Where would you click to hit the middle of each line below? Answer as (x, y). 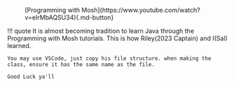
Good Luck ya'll (31, 77)
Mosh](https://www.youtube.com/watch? (141, 10)
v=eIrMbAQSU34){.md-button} (69, 17)
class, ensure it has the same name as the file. (81, 65)
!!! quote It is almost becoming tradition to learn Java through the (101, 31)
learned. (19, 46)
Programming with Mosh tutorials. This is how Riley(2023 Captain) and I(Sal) (117, 38)
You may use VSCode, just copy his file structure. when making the (109, 58)
